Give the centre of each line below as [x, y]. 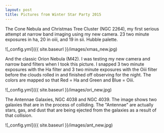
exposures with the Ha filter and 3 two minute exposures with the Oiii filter [81, 69]
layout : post [19, 10]
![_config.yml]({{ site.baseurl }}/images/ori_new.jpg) [59, 89]
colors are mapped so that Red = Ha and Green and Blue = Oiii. [70, 80]
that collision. [19, 115]
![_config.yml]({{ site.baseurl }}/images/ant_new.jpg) [59, 125]
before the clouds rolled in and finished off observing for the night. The [78, 74]
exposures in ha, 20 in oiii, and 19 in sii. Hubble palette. [62, 39]
